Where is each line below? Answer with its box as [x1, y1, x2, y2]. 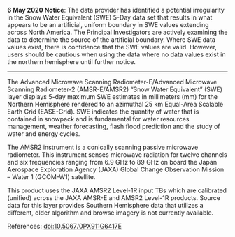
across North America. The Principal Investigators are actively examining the [7, 28, 228, 36]
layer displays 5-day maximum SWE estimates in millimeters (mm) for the [7, 93, 218, 100]
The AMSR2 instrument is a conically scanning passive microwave [7, 143, 199, 151]
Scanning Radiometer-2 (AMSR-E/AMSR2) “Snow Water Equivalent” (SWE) [7, 85, 222, 93]
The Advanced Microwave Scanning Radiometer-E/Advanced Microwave [7, 78, 218, 86]
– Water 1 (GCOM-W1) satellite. [7, 173, 96, 181]
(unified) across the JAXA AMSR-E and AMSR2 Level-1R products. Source [7, 194, 220, 201]
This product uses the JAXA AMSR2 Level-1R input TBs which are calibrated [7, 186, 227, 194]
